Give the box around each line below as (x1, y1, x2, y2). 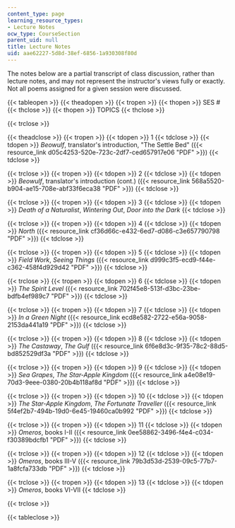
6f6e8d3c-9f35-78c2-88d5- (144, 341, 228, 350)
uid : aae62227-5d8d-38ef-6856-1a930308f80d (7, 50, 138, 57)
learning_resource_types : (7, 17, 83, 24)
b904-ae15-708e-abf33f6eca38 (7, 184, 101, 193)
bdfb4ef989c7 (7, 292, 50, 300)
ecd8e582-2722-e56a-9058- (121, 313, 207, 321)
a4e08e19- (183, 370, 216, 379)
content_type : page (7, 10, 65, 18)
